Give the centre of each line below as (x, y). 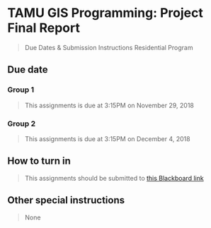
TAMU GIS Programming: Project (105, 13)
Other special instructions (66, 200)
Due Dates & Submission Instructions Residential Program (109, 47)
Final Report (44, 28)
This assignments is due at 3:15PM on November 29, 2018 (109, 105)
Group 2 (22, 124)
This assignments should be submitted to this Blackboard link (114, 178)
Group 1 (21, 90)
